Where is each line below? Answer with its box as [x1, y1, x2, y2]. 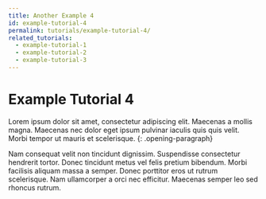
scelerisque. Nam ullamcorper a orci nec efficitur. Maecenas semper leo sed [8, 174, 258, 184]
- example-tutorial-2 [15, 49, 87, 57]
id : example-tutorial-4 [8, 19, 87, 27]
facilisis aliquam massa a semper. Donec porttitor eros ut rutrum [8, 166, 218, 175]
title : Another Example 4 [8, 11, 94, 20]
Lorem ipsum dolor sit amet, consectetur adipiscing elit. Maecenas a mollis [8, 116, 253, 126]
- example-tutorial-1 [15, 41, 87, 49]
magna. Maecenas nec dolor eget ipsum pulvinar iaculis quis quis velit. [8, 125, 240, 135]
